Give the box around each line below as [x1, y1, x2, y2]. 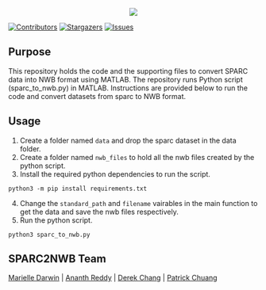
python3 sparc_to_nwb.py [8, 231, 91, 238]
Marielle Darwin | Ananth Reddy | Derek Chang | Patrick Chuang [8, 273, 218, 283]
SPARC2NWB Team [8, 252, 106, 265]
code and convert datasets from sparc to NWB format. [8, 91, 187, 101]
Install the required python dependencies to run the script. [19, 169, 210, 178]
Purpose [8, 45, 52, 59]
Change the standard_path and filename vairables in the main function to [19, 198, 258, 208]
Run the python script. [19, 215, 93, 225]
